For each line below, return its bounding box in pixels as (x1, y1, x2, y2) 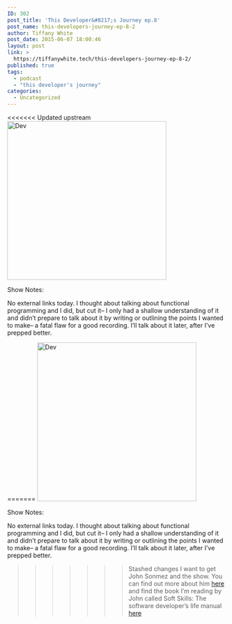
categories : (7, 88, 42, 95)
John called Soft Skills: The (128, 594, 207, 602)
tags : (7, 68, 23, 75)
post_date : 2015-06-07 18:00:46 (7, 36, 101, 43)
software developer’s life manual (128, 602, 222, 609)
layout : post (7, 42, 45, 49)
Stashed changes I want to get (128, 565, 216, 573)
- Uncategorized (13, 95, 61, 102)
